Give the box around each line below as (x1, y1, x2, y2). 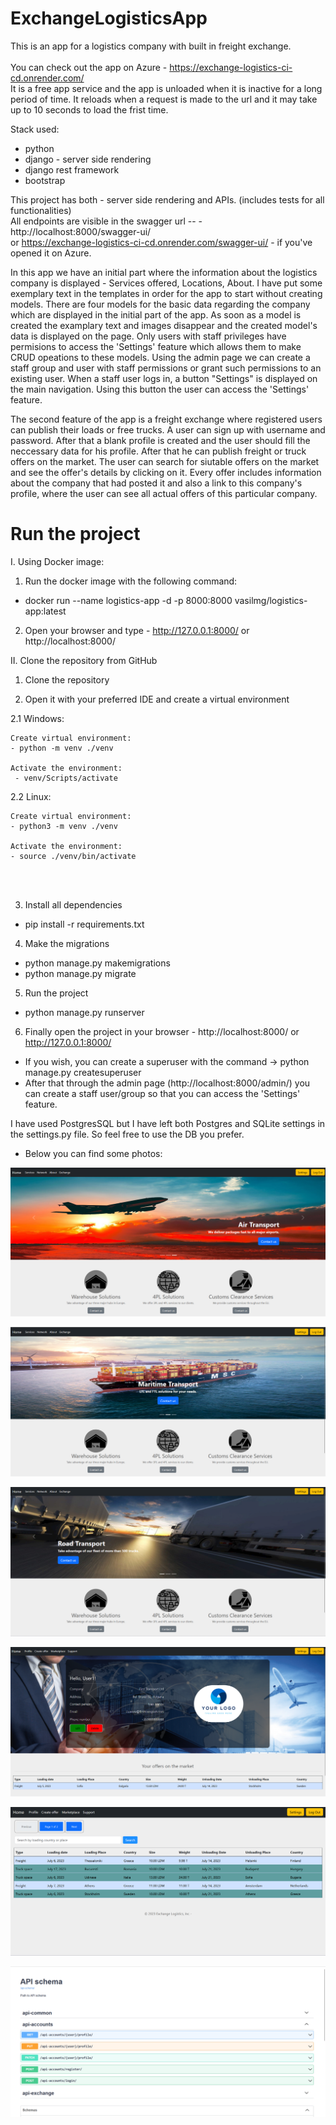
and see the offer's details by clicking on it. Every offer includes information (10, 466, 322, 478)
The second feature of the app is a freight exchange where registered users (10, 413, 323, 425)
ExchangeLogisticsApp (10, 7, 208, 30)
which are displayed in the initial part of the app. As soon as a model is (10, 308, 302, 321)
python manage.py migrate (24, 967, 137, 979)
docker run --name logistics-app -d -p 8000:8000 (24, 594, 233, 606)
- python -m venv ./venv (10, 743, 114, 753)
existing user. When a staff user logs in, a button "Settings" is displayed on (10, 372, 318, 384)
